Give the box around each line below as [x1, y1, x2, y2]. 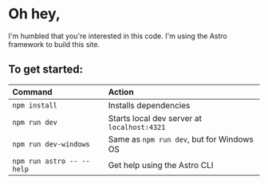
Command [12, 86, 53, 97]
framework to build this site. [8, 39, 100, 49]
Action [108, 86, 134, 97]
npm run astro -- [12, 156, 78, 166]
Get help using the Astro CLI [108, 159, 214, 170]
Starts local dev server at [108, 112, 202, 123]
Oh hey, [8, 5, 61, 23]
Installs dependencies [108, 100, 191, 111]
